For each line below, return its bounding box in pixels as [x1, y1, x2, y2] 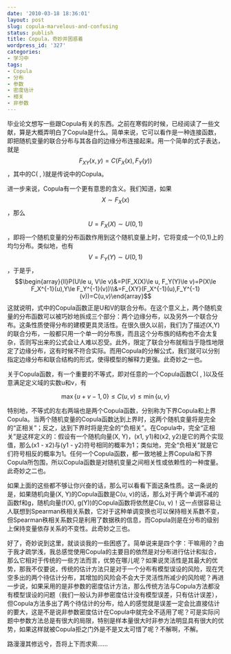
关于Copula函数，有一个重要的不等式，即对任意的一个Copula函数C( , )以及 [7, 370, 218, 379]
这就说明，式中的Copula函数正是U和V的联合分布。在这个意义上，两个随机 [7, 304, 217, 312]
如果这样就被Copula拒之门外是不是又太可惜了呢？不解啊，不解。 [19, 625, 202, 633]
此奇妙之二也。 [7, 467, 49, 475]
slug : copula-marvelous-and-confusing [7, 23, 118, 30]
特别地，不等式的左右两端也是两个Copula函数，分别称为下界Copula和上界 [7, 407, 217, 415]
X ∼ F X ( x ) [101, 196, 130, 205]
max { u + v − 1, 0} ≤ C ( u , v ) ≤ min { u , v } [60, 392, 170, 401]
